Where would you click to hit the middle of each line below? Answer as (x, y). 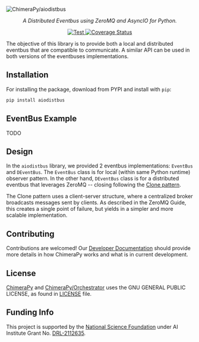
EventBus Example (42, 119)
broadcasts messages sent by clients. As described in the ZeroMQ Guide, (96, 202)
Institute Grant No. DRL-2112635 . (46, 333)
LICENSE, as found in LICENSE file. (49, 293)
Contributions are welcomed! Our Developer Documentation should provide (99, 248)
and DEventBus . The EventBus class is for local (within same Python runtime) (98, 172)
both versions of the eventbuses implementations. (67, 56)
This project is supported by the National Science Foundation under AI (92, 327)
